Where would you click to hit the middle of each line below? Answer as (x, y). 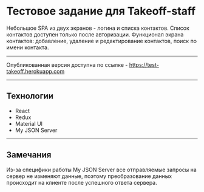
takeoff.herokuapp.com (36, 71)
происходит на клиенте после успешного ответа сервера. (82, 182)
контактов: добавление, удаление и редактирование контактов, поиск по (102, 41)
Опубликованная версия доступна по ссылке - (67, 64)
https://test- (144, 64)
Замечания (29, 155)
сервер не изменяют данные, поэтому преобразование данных (89, 176)
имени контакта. (28, 47)
